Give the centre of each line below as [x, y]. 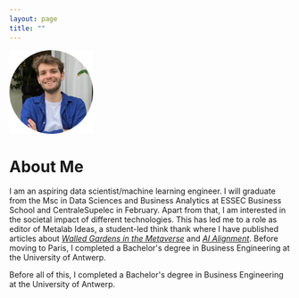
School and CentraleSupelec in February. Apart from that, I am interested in [148, 211]
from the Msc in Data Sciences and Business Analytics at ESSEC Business [145, 201]
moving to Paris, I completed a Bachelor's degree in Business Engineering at [149, 248]
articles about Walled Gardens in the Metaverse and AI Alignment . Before [144, 239]
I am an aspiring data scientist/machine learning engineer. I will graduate [143, 191]
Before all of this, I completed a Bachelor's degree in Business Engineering [146, 275]
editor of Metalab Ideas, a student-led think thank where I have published [144, 229]
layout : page [33, 19]
